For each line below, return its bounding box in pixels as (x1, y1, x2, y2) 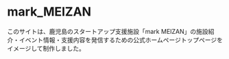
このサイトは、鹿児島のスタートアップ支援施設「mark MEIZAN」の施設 (7, 27, 209, 35)
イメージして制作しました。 (7, 44, 86, 52)
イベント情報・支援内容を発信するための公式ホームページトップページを (19, 35, 224, 44)
